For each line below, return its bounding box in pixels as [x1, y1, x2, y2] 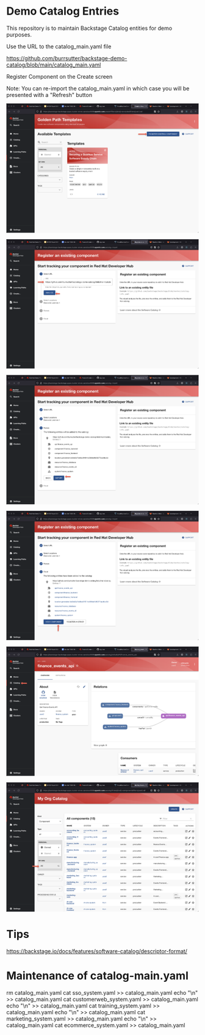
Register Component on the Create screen [6, 73, 113, 80]
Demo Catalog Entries [6, 4, 120, 18]
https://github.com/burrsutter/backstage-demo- [6, 54, 128, 62]
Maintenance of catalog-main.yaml [6, 968, 189, 983]
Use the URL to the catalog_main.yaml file [6, 43, 112, 50]
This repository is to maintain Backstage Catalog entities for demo [6, 24, 173, 32]
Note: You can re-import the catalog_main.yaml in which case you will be [6, 84, 190, 92]
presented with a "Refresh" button [6, 91, 93, 98]
